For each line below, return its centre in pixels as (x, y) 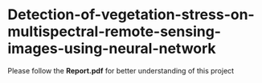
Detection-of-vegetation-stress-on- (131, 15)
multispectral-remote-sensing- (115, 32)
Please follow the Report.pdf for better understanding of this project (121, 70)
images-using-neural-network (112, 49)
